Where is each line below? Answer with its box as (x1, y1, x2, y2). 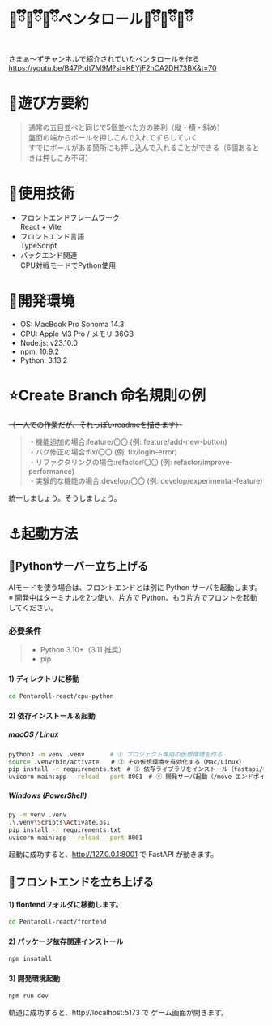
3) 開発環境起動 (8, 973, 61, 983)
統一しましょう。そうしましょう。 (8, 493, 121, 502)
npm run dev (8, 992, 49, 1001)
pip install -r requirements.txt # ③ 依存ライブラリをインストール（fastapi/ (8, 765, 263, 773)
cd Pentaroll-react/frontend (8, 918, 107, 926)
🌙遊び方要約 (8, 94, 89, 113)
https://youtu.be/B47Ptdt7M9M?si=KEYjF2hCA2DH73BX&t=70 (8, 62, 217, 72)
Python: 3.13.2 (19, 355, 68, 364)
